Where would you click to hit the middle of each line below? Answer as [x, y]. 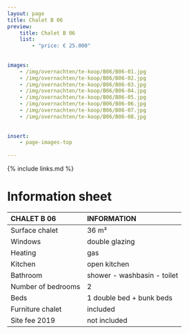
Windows [26, 241]
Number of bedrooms [46, 286]
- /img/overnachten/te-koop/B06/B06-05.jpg [83, 98]
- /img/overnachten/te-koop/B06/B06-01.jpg [83, 71]
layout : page [26, 14]
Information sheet [60, 196]
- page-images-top [46, 143]
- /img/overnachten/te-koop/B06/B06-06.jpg [83, 104]
